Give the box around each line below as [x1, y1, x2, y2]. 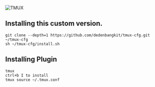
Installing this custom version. [5, 19, 102, 28]
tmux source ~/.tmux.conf [5, 77, 60, 82]
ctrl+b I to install [5, 73, 49, 78]
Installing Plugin [5, 55, 57, 64]
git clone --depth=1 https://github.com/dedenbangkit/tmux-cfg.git [5, 33, 150, 38]
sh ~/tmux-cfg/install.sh [5, 41, 60, 46]
